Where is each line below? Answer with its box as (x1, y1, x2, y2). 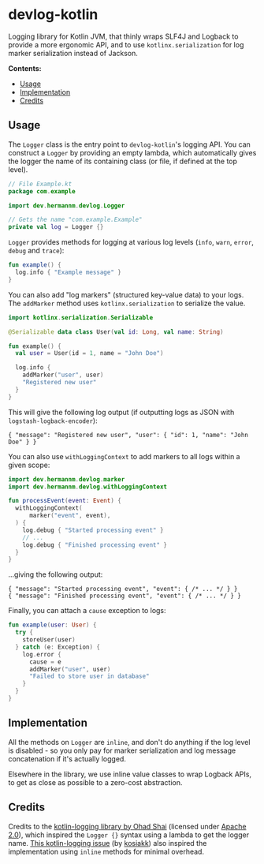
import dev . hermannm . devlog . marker (8, 475, 125, 483)
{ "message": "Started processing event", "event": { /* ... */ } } (8, 585, 238, 593)
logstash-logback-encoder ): (8, 416, 98, 425)
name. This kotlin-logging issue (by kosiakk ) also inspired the (8, 838, 207, 847)
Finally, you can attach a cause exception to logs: (8, 606, 167, 615)
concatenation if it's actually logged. (8, 754, 126, 763)
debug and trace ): (8, 246, 65, 256)
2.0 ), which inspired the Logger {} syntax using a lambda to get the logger (8, 830, 250, 840)
